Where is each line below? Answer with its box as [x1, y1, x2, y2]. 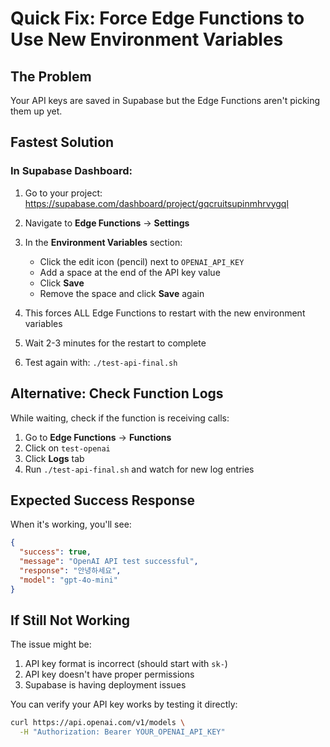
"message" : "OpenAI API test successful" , [19, 557, 199, 567]
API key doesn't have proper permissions [24, 668, 195, 681]
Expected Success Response [10, 492, 196, 509]
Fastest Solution [10, 134, 115, 151]
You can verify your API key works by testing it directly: [10, 698, 238, 711]
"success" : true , [19, 547, 92, 557]
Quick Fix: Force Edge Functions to [10, 7, 305, 30]
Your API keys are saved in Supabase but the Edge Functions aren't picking [10, 95, 321, 106]
